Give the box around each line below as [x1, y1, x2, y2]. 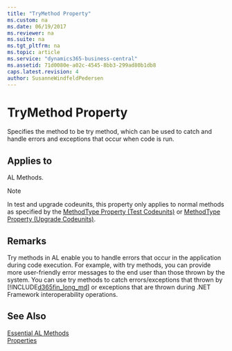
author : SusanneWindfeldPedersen [7, 74, 104, 82]
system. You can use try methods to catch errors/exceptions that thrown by [7, 275, 223, 284]
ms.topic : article [7, 49, 60, 56]
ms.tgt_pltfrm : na [7, 42, 60, 49]
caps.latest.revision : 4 [7, 68, 79, 75]
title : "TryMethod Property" [7, 10, 91, 17]
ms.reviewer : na [7, 29, 54, 37]
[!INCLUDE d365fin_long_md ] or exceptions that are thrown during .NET [7, 282, 211, 291]
